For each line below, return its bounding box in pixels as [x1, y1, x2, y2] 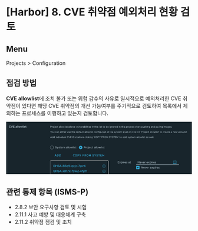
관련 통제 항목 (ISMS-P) [6, 187, 89, 197]
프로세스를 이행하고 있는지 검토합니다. [21, 110, 109, 117]
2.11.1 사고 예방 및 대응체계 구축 [14, 211, 87, 218]
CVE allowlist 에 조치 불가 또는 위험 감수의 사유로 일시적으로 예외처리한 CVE [6, 95, 181, 102]
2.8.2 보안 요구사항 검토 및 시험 [14, 204, 87, 211]
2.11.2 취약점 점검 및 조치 [14, 219, 72, 226]
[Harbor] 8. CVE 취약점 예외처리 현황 [6, 5, 179, 19]
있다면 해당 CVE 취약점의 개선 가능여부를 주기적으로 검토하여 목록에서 [21, 102, 181, 109]
